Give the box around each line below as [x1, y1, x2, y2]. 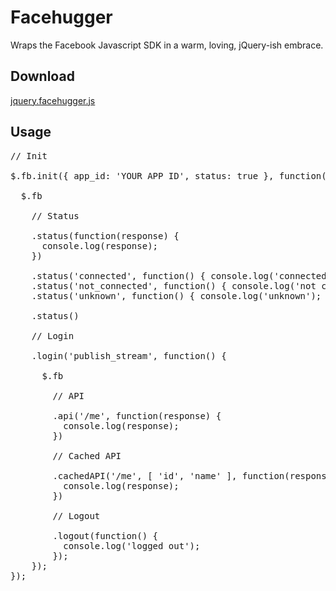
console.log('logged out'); [63, 540, 201, 551]
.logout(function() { [52, 530, 159, 541]
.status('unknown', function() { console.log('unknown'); [31, 290, 322, 301]
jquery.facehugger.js [10, 94, 96, 106]
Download [10, 68, 75, 85]
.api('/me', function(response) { [52, 410, 222, 421]
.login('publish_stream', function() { [31, 350, 227, 361]
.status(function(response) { [31, 230, 180, 241]
